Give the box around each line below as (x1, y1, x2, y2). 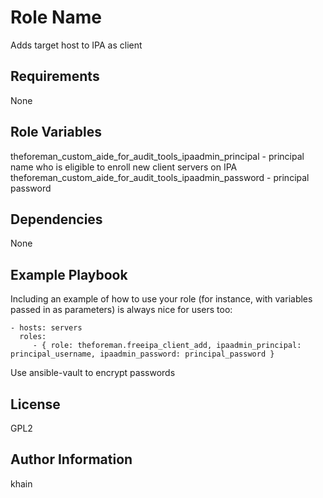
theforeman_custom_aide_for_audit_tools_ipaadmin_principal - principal (10, 150, 305, 162)
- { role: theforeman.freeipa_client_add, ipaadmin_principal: (32, 341, 302, 351)
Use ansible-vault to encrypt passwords (10, 367, 176, 379)
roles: (19, 332, 47, 342)
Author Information (10, 451, 133, 468)
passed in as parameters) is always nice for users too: (10, 304, 233, 316)
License (10, 396, 61, 413)
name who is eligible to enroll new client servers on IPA (10, 161, 238, 173)
